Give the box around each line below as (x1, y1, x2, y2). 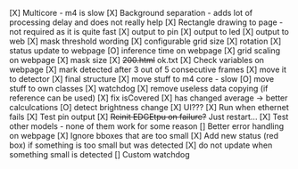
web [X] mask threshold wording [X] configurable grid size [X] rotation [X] (9, 36, 282, 46)
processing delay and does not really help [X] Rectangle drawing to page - (9, 17, 284, 28)
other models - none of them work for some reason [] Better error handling (9, 121, 285, 132)
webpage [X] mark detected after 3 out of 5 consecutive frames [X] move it (9, 64, 287, 75)
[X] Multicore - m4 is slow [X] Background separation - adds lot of (9, 8, 252, 18)
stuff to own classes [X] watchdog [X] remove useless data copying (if (9, 84, 269, 93)
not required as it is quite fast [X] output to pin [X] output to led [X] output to (9, 27, 290, 36)
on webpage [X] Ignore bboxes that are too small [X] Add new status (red (9, 131, 279, 141)
